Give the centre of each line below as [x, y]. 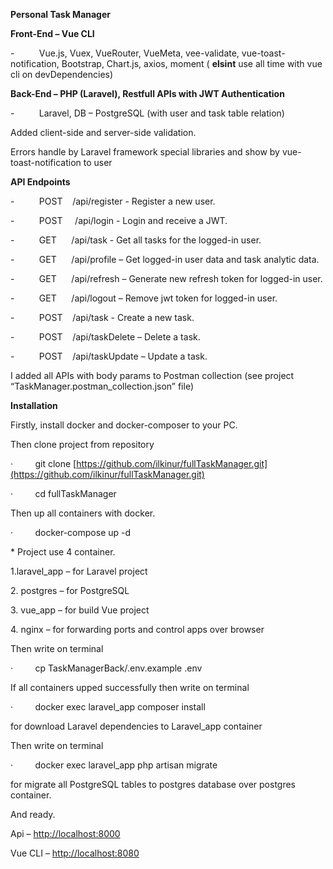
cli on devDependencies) [62, 74]
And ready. [33, 814]
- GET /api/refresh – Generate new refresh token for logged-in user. [166, 278]
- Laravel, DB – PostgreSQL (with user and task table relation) [147, 113]
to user [98, 162]
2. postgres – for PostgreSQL [70, 590]
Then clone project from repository [82, 444]
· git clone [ [43, 463]
